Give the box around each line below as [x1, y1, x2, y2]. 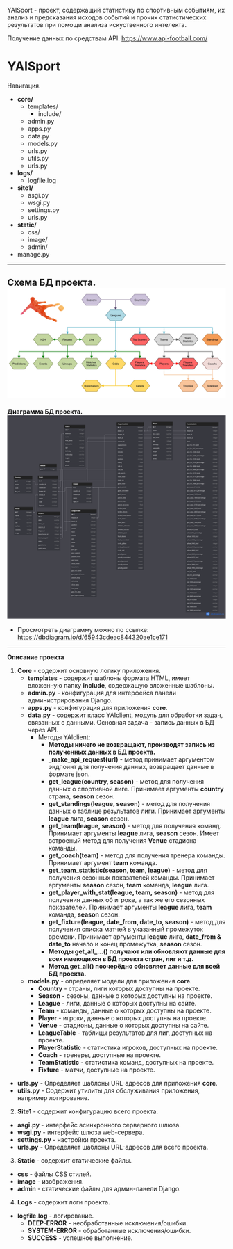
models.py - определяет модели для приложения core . [27, 977, 192, 985]
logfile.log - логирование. [17, 1211, 94, 1220]
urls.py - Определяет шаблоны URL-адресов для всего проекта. [17, 1143, 209, 1152]
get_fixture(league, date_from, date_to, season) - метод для [48, 918, 226, 926]
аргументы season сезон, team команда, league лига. [48, 881, 209, 889]
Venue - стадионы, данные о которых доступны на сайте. [37, 1022, 209, 1030]
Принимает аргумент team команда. [48, 859, 157, 867]
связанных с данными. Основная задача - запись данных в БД [27, 718, 215, 727]
